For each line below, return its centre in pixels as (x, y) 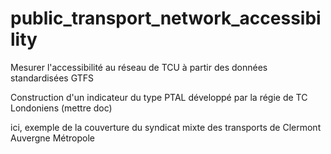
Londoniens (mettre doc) (61, 108)
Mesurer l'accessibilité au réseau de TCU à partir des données (139, 67)
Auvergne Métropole (53, 138)
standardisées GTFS (52, 78)
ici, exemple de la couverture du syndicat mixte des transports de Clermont (166, 127)
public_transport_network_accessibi (166, 18)
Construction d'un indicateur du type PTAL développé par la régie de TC (159, 97)
